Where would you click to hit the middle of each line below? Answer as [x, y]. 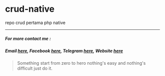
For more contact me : [28, 38]
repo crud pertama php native [35, 23]
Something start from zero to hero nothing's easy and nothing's [81, 63]
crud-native [30, 9]
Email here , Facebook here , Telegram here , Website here [64, 51]
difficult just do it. [35, 68]
